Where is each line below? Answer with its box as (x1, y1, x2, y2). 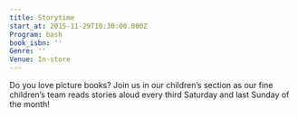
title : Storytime (9, 13, 75, 22)
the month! (9, 99, 50, 109)
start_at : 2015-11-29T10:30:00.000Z (9, 22, 148, 31)
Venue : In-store (9, 55, 71, 64)
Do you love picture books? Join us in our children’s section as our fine (9, 80, 274, 90)
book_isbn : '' (9, 38, 63, 48)
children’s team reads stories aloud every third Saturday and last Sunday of (9, 89, 290, 100)
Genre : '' (9, 47, 47, 56)
